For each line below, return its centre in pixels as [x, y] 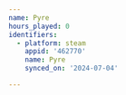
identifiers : [33, 34]
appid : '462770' [56, 52]
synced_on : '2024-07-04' [72, 69]
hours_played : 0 [39, 26]
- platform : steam [52, 43]
